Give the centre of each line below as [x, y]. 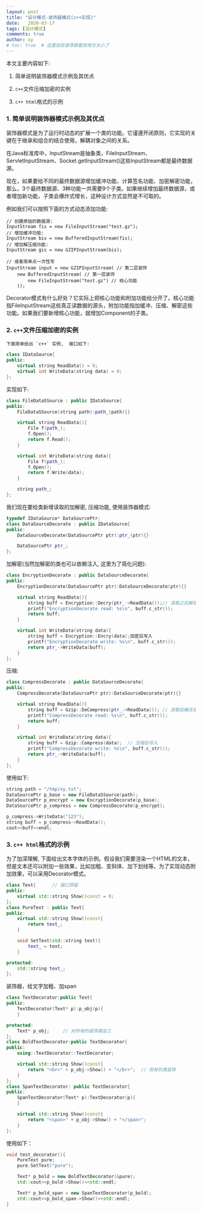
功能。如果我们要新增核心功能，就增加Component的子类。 [79, 313]
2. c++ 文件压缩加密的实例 [42, 330]
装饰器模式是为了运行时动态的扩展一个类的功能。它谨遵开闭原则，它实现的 [98, 133]
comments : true [25, 34]
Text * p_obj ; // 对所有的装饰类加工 [64, 1031]
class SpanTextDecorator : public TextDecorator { [68, 1087]
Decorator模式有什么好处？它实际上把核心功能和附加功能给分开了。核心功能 [100, 298]
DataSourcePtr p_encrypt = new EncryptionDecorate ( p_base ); [83, 800]
